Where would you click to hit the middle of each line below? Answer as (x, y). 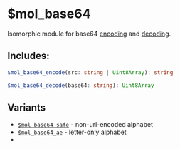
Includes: (28, 56)
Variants (27, 107)
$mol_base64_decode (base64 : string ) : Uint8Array (81, 85)
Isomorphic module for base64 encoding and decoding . (89, 34)
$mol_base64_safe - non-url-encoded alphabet (85, 125)
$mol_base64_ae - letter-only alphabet (72, 132)
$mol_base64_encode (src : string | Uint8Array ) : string (90, 72)
